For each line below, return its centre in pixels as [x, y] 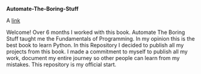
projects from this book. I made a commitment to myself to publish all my [97, 52]
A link [13, 20]
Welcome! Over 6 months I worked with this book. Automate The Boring [96, 32]
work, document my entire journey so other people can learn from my [93, 58]
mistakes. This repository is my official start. [61, 64]
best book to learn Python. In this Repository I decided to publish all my [95, 45]
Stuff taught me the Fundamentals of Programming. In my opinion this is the [100, 39]
